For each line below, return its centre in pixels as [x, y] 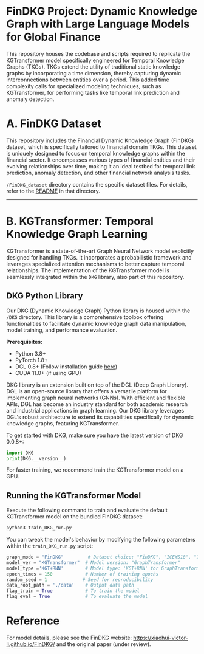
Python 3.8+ [31, 353]
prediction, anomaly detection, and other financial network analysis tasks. [99, 173]
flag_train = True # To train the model [73, 591]
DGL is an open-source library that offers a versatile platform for [87, 391]
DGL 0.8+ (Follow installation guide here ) [66, 367]
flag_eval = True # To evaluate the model [77, 597]
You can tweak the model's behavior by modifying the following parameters [101, 540]
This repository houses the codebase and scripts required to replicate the [98, 53]
